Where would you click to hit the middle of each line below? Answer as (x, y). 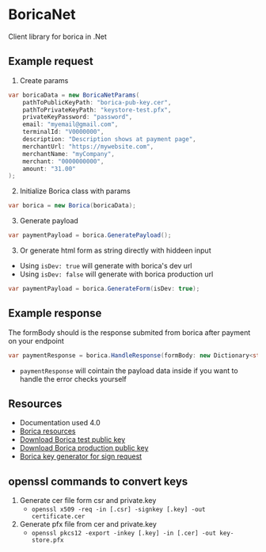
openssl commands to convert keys (98, 481)
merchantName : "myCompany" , (68, 154)
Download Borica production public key (84, 448)
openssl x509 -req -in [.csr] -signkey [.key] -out (118, 510)
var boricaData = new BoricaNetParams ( (74, 95)
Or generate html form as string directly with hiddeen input (115, 250)
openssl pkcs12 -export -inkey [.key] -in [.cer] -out (123, 533)
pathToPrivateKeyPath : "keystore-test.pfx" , (97, 110)
